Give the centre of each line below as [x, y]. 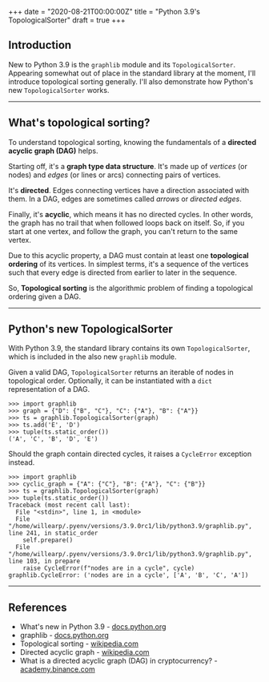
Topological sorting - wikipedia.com [79, 644]
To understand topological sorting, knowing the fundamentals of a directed [132, 142]
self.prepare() [48, 540]
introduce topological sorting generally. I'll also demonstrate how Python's [131, 81]
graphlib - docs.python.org [64, 636]
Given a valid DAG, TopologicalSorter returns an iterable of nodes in [121, 373]
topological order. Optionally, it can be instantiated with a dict [110, 381]
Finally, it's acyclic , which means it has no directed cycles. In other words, [131, 214]
